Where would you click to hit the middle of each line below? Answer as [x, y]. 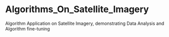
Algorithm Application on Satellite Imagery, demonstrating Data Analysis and [85, 23]
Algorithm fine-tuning [28, 28]
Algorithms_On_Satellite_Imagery [77, 9]
